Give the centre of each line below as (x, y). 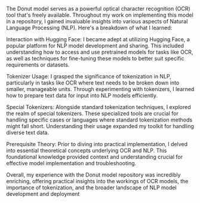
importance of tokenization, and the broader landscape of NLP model (92, 187)
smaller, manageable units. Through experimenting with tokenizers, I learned (100, 89)
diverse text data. (28, 132)
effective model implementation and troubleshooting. (71, 163)
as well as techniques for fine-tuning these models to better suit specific (95, 58)
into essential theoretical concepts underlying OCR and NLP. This (87, 150)
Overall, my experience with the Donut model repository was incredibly (93, 175)
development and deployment (43, 194)
